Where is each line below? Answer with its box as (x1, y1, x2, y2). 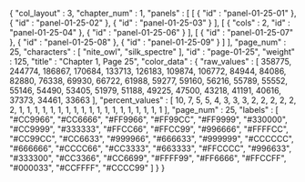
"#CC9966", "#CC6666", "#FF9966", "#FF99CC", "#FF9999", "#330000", (9, 114, 289, 125)
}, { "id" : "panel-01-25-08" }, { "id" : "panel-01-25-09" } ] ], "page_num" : (9, 36, 287, 47)
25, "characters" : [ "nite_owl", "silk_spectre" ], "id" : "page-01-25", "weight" (9, 46, 296, 57)
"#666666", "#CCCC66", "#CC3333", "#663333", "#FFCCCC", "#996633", (9, 143, 292, 154)
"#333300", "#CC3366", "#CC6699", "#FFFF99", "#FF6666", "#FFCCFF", (9, 153, 287, 163)
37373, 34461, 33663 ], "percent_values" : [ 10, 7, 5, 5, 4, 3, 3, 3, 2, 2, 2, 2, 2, (9, 95, 297, 106)
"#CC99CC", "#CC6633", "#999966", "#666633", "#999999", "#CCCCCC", (9, 134, 294, 144)
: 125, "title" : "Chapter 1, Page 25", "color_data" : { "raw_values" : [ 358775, (9, 56, 292, 66)
